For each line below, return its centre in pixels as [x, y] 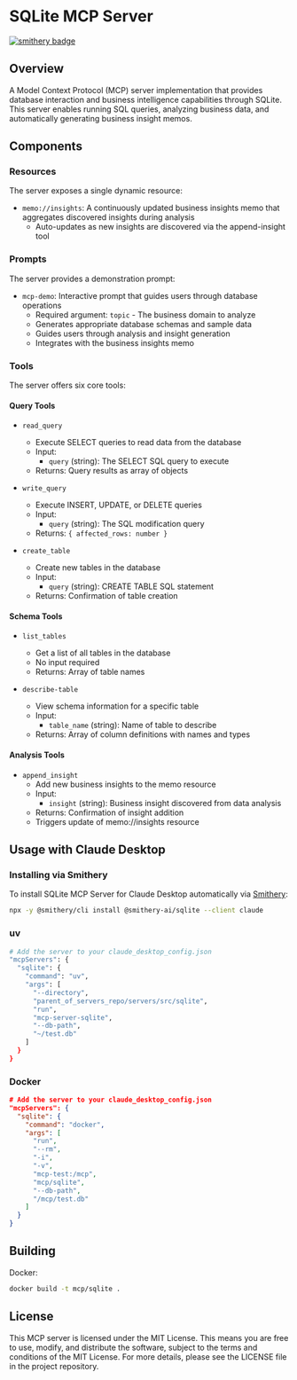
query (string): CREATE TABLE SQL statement [131, 586]
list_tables [44, 637]
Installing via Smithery [59, 874]
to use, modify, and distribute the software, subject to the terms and [133, 1347]
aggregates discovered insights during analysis [108, 217]
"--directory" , [61, 992]
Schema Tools [36, 616]
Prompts [28, 259]
